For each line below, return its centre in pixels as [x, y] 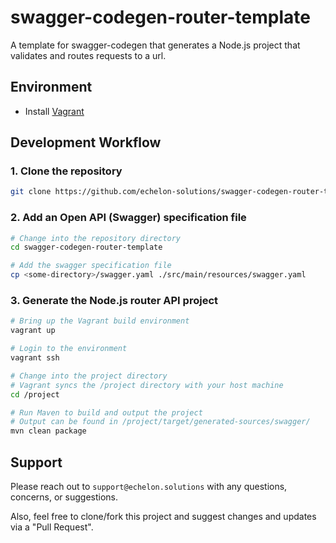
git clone [31, 192]
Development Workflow [86, 142]
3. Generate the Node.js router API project [114, 301]
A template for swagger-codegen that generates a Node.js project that [155, 45]
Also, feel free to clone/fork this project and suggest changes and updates [163, 516]
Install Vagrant [54, 111]
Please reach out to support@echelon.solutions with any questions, [149, 486]
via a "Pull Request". [52, 527]
